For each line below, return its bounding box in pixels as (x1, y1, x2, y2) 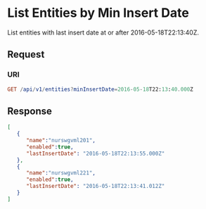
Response (7, 105, 53, 117)
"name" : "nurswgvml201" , (25, 137, 96, 144)
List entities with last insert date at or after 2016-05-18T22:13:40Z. (7, 28, 199, 37)
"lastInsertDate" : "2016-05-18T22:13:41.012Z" (25, 183, 165, 190)
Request (7, 49, 45, 61)
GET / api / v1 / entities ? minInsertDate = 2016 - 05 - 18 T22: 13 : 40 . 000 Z (7, 86, 193, 93)
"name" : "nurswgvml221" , (25, 170, 96, 177)
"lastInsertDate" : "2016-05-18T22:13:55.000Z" (25, 150, 165, 157)
